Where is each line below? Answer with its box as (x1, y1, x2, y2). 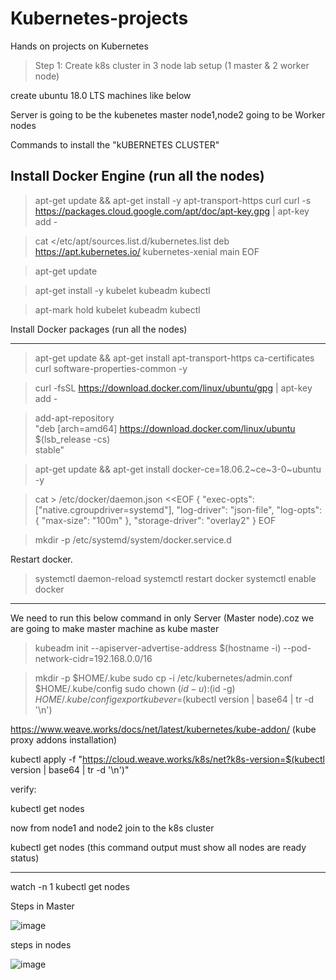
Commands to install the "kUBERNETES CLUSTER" (10, 138, 220, 151)
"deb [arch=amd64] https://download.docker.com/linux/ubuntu (34, 422, 296, 434)
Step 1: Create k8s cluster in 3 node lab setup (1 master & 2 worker (34, 59, 310, 71)
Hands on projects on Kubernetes (10, 40, 149, 52)
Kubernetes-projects (10, 7, 189, 30)
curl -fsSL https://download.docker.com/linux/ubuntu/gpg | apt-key (34, 382, 313, 394)
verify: (10, 783, 37, 795)
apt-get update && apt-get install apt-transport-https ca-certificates (34, 352, 315, 364)
